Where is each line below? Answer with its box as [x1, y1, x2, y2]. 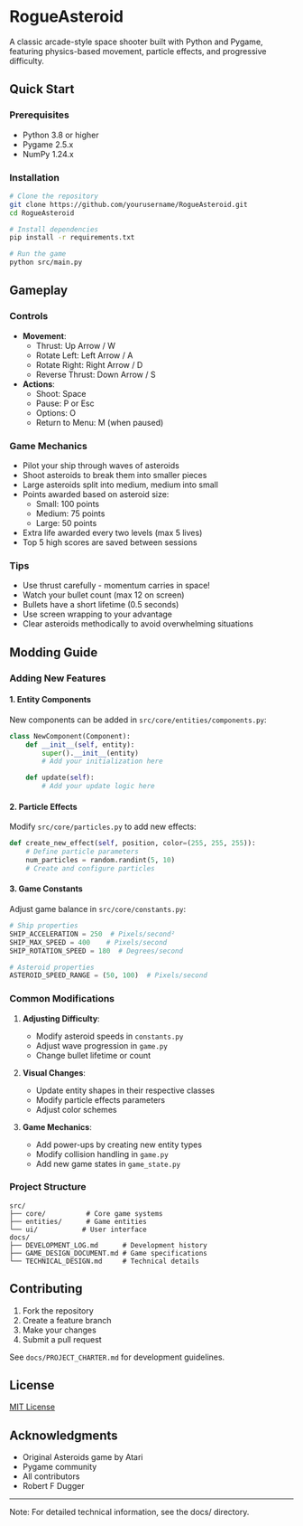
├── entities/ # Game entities [9, 1217, 147, 1226]
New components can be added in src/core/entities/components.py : [9, 714, 268, 725]
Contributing [9, 1281, 83, 1296]
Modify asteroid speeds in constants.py [35, 1031, 184, 1041]
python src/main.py [9, 258, 83, 268]
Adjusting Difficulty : [22, 1013, 101, 1023]
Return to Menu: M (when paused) [35, 417, 164, 428]
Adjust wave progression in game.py [35, 1040, 169, 1050]
